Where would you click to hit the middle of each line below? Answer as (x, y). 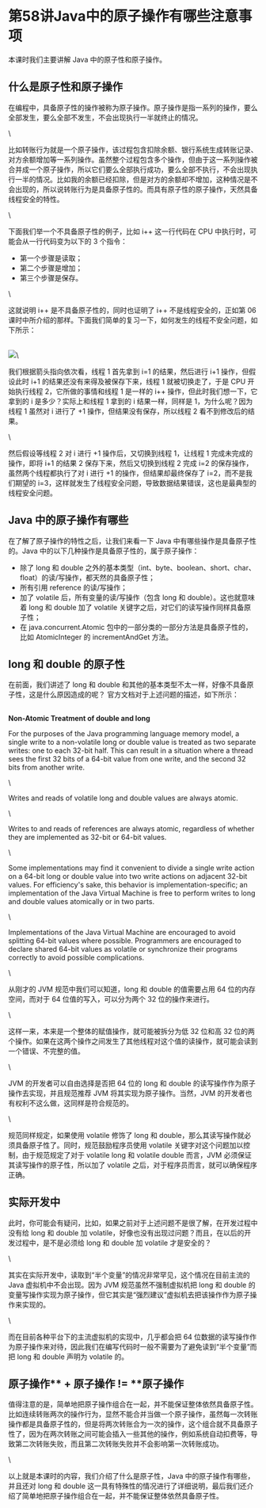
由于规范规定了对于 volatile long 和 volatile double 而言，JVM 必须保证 (137, 1155)
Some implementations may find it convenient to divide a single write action (131, 868)
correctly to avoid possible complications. (76, 957)
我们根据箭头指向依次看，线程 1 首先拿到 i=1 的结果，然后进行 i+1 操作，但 (129, 371)
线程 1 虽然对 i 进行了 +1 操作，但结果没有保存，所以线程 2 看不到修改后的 (128, 411)
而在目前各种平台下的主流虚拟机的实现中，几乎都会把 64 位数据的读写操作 (129, 1337)
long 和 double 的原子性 (66, 664)
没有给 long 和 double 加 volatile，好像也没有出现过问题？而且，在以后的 (126, 1232)
